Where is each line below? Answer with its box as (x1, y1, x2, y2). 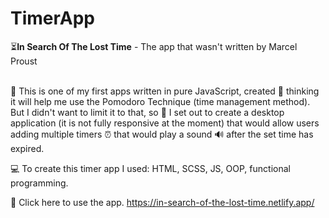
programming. (10, 177, 69, 189)
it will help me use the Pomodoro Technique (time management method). (10, 95, 311, 107)
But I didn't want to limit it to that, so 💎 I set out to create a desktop (10, 106, 285, 118)
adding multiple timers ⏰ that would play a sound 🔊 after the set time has (10, 128, 314, 140)
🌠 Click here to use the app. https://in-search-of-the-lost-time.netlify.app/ (10, 196, 315, 208)
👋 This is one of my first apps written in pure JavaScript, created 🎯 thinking (10, 85, 320, 97)
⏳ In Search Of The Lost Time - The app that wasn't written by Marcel (10, 40, 298, 52)
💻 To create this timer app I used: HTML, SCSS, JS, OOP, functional (10, 162, 291, 174)
